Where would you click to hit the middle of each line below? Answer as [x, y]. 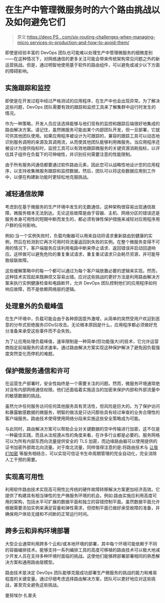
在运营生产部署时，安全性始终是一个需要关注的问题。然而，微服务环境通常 [80, 383]
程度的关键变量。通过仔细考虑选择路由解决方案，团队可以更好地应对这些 [78, 578]
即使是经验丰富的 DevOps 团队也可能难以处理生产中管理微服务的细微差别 [79, 53]
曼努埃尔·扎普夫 [21, 595]
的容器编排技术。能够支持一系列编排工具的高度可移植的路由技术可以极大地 [80, 550]
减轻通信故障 [25, 194]
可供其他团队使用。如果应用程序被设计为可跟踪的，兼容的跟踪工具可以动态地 [82, 136]
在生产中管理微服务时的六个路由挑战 [78, 10]
